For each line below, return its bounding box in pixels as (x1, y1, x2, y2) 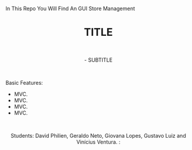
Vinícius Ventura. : (76, 138, 121, 145)
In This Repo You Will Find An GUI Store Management (5, 5, 135, 12)
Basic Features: (5, 79, 44, 86)
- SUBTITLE (84, 56, 113, 64)
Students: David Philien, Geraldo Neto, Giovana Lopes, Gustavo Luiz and (11, 132, 186, 139)
